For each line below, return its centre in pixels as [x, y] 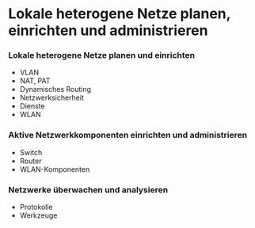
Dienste [32, 106]
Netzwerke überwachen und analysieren [88, 189]
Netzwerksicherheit [52, 98]
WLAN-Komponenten [55, 169]
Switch [31, 152]
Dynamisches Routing [55, 89]
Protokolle [36, 207]
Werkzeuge [38, 215]
